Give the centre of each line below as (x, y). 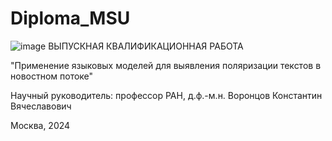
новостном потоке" (52, 76)
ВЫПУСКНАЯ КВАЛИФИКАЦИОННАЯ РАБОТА (146, 46)
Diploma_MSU (70, 18)
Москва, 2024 (40, 125)
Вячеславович (41, 106)
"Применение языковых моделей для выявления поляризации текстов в (166, 65)
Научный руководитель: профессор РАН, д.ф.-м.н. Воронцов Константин (166, 95)
